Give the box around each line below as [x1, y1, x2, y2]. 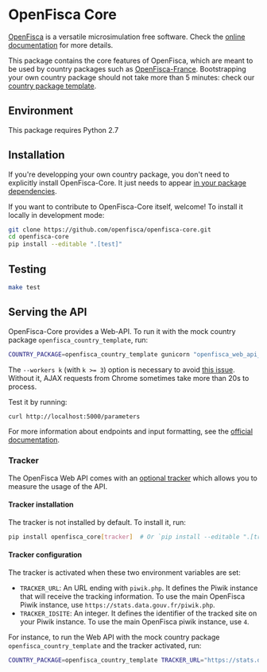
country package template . [8, 81, 97, 91]
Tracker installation [8, 499, 74, 510]
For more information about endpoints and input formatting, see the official [8, 427, 253, 437]
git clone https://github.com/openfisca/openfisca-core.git [8, 225, 212, 234]
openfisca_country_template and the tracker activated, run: [8, 641, 202, 651]
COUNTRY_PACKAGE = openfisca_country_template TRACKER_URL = [8, 656, 204, 665]
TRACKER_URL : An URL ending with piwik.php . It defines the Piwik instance [19, 583, 258, 593]
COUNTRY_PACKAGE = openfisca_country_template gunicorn [8, 350, 191, 359]
